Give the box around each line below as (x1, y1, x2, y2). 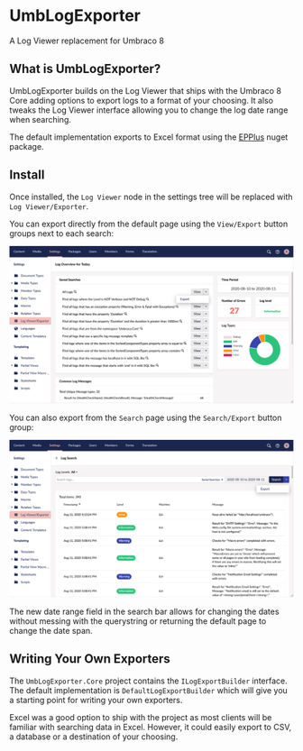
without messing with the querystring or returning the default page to (9, 615, 267, 627)
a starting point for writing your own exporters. (9, 694, 183, 705)
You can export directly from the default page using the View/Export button (9, 218, 289, 229)
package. (9, 141, 44, 151)
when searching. (9, 114, 72, 124)
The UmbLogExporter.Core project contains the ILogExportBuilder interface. (9, 675, 289, 686)
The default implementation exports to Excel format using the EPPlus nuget (9, 132, 289, 142)
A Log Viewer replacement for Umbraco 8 (9, 35, 165, 46)
